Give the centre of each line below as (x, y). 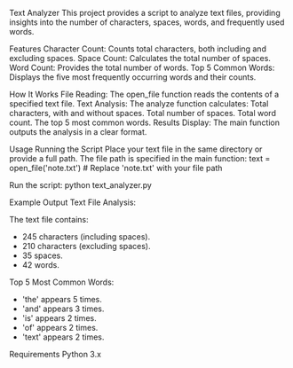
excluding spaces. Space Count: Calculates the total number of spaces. (140, 58)
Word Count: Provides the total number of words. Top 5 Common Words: (142, 67)
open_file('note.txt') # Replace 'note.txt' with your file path (116, 168)
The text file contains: (49, 219)
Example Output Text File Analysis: (72, 202)
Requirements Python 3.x (55, 354)
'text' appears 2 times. (63, 337)
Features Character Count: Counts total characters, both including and (138, 49)
